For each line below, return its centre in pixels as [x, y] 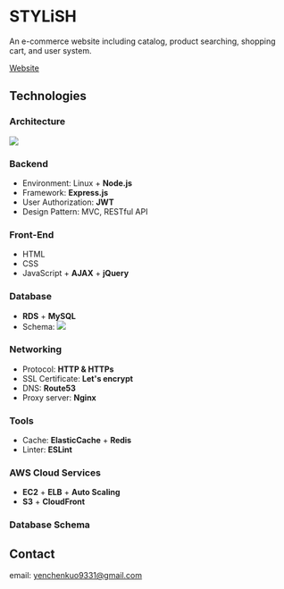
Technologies [48, 96]
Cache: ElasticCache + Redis [77, 441]
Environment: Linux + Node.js [77, 183]
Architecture [38, 122]
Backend [29, 164]
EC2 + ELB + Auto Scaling [71, 492]
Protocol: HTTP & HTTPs [68, 369]
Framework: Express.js [65, 192]
